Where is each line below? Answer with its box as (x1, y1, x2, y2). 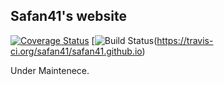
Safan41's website (10, 8, 128, 25)
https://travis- (156, 34, 214, 46)
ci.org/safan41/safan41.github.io (10, 45, 143, 57)
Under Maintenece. (10, 64, 90, 76)
